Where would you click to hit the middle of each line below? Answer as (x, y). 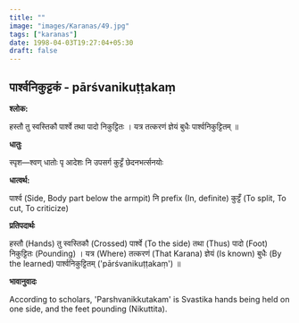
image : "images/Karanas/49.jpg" (69, 26)
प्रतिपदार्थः (22, 225)
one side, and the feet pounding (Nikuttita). (88, 309)
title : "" (28, 17)
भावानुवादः (23, 281)
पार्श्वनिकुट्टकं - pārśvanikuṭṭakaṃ (93, 87)
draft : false (33, 51)
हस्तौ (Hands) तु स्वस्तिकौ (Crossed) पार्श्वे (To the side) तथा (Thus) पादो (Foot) (138, 243)
